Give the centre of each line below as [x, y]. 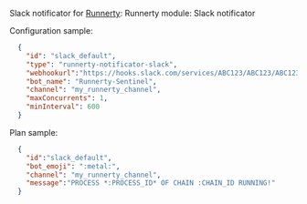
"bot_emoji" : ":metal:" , [73, 166]
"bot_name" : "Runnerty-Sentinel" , [91, 81]
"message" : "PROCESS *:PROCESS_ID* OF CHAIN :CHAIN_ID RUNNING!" [151, 183]
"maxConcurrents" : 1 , [67, 98]
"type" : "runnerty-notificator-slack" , [102, 64]
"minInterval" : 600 [63, 107]
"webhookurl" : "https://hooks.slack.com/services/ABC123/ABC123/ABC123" [165, 73]
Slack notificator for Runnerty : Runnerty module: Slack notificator [132, 13]
